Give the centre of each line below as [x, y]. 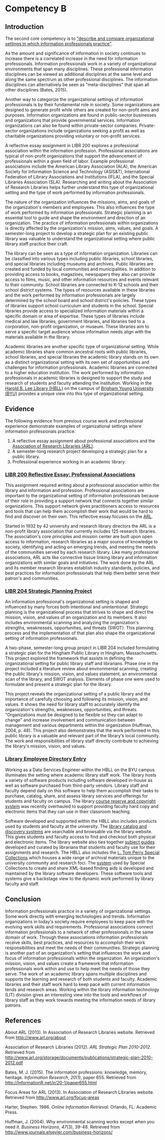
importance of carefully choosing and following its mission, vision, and [76, 699]
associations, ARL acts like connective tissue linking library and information [81, 557]
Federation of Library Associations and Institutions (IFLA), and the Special [80, 177]
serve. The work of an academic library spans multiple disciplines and [76, 974]
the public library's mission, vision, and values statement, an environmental [81, 674]
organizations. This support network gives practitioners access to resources [82, 506]
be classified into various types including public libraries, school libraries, [79, 258]
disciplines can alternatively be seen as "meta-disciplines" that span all [77, 85]
